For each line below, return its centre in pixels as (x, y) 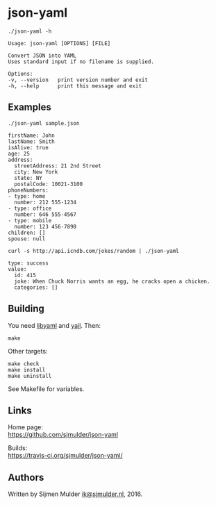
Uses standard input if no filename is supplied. (81, 61)
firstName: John (31, 135)
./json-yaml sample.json (44, 123)
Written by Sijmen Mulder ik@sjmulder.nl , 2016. (75, 494)
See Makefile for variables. (46, 389)
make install (27, 370)
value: (17, 269)
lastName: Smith (31, 141)
